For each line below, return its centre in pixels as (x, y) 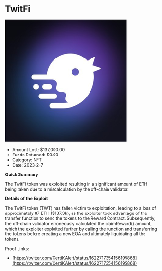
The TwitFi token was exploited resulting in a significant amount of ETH (76, 184)
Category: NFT (27, 160)
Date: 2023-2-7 (28, 165)
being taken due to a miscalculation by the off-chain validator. (67, 189)
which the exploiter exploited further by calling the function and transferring (81, 229)
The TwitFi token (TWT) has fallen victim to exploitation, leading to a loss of (81, 208)
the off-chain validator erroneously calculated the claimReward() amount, (79, 223)
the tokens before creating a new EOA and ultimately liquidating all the (75, 234)
